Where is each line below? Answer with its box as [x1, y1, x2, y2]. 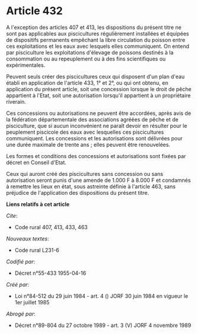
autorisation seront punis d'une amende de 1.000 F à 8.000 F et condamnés [6, 176, 191, 184]
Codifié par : [6, 258, 35, 265]
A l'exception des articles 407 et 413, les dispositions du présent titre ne [6, 24, 182, 31]
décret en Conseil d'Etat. [6, 159, 67, 166]
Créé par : [6, 281, 30, 288]
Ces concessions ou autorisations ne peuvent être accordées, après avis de [6, 110, 191, 117]
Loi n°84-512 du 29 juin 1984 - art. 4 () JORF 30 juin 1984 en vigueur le [14, 292, 188, 300]
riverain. [6, 98, 27, 105]
